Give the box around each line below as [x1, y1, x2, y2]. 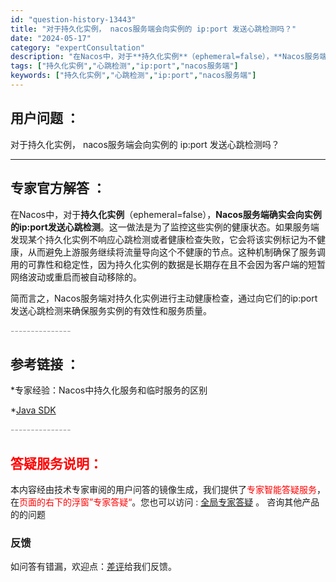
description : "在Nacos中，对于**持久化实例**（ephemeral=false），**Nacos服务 [10, 52, 320, 62]
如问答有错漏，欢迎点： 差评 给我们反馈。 [10, 561, 177, 573]
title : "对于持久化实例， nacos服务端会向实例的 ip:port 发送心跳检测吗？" [10, 24, 297, 34]
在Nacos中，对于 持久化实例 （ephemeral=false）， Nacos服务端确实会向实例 [10, 208, 322, 220]
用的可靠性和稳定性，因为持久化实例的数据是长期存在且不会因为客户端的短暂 [10, 258, 326, 270]
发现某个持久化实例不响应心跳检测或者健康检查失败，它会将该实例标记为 [10, 233, 308, 245]
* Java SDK [10, 404, 57, 416]
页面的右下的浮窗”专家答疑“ [19, 496, 133, 508]
